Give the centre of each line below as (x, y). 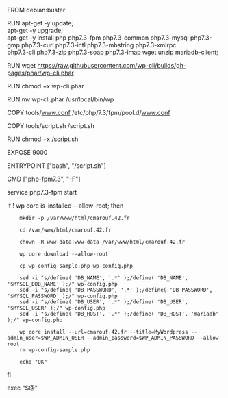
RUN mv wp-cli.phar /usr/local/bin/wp (61, 99)
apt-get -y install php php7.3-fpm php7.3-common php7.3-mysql (98, 38)
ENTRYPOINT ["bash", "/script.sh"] (56, 166)
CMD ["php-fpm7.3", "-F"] (44, 179)
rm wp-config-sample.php (55, 350)
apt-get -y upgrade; (35, 30)
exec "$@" (22, 388)
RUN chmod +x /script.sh (43, 139)
